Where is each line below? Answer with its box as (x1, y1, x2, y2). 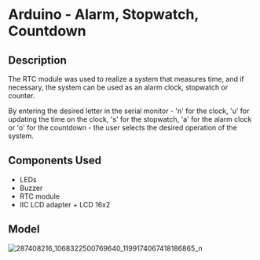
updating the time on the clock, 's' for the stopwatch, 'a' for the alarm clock (8, 115, 252, 123)
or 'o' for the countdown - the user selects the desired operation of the (8, 123, 237, 132)
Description (8, 53, 67, 67)
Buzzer (19, 183, 43, 192)
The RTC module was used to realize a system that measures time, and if (8, 75, 245, 83)
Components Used (8, 154, 102, 167)
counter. (8, 91, 35, 100)
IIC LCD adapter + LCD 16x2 (19, 200, 111, 209)
